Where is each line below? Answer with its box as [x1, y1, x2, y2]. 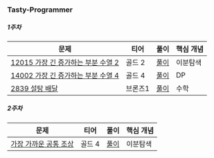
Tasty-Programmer [7, 5, 73, 15]
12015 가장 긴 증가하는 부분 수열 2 [10, 58, 119, 67]
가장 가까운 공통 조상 [10, 139, 74, 148]
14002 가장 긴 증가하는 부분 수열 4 [10, 71, 119, 80]
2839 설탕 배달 [10, 83, 58, 93]
